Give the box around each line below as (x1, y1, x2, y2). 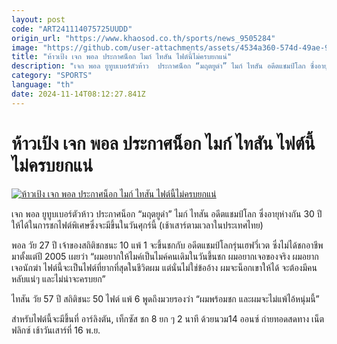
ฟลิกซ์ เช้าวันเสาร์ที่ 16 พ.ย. (11, 324, 101, 336)
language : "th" (11, 80, 75, 90)
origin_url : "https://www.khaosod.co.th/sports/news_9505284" (11, 33, 276, 43)
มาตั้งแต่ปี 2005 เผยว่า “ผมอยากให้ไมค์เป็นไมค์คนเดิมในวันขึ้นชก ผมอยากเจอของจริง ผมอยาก (11, 250, 319, 262)
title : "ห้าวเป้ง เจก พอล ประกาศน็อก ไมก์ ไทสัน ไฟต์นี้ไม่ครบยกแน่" (11, 52, 233, 62)
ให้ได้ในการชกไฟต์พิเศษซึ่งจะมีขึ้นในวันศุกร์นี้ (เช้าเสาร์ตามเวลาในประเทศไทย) (11, 219, 264, 231)
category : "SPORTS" (11, 71, 93, 81)
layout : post (11, 14, 66, 25)
